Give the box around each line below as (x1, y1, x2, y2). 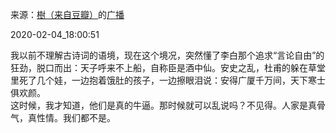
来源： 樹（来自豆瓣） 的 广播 (10, 9, 125, 20)
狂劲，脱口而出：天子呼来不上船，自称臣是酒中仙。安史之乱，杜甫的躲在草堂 (10, 62, 326, 73)
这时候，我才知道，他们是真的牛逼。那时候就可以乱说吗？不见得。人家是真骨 (10, 99, 326, 111)
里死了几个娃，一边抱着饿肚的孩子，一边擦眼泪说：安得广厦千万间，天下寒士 (10, 74, 326, 86)
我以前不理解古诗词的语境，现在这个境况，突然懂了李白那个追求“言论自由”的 (10, 49, 325, 61)
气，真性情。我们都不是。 (10, 112, 116, 123)
